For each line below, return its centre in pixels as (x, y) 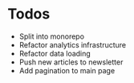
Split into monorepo (52, 36)
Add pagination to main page (67, 70)
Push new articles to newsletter (71, 62)
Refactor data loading (55, 53)
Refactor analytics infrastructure (73, 44)
